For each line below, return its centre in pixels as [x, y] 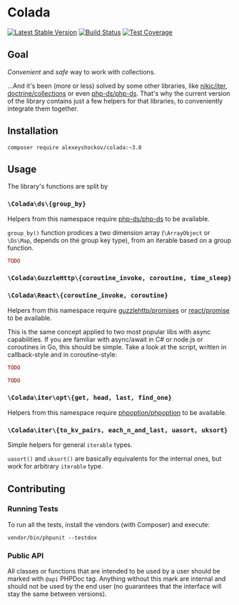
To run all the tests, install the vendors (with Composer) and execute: [109, 524]
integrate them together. [43, 109]
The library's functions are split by [58, 186]
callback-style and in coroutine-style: [62, 354]
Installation [33, 131]
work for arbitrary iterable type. [55, 466]
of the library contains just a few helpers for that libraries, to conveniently [115, 101]
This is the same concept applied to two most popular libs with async [109, 331]
